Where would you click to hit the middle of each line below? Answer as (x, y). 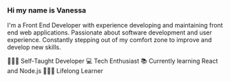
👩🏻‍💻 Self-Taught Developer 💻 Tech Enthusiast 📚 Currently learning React (113, 61)
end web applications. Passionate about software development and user (109, 32)
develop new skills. (34, 48)
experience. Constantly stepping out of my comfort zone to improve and (109, 40)
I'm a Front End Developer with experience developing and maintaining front (115, 25)
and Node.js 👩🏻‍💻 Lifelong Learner (55, 71)
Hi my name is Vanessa (47, 10)
